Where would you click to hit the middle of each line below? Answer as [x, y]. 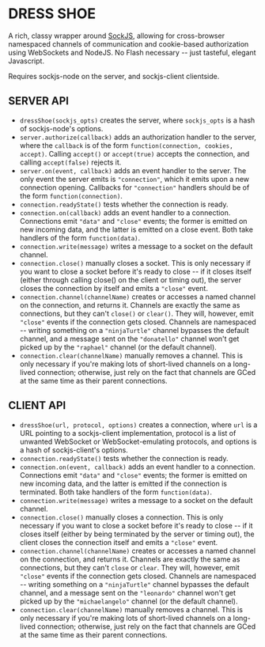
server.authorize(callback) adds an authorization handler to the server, [138, 137]
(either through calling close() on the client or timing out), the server [131, 280]
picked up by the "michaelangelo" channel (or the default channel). [129, 601]
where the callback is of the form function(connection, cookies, [126, 145]
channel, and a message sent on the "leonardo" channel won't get [127, 592]
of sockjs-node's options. [61, 128]
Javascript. [26, 61]
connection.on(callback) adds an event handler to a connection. [125, 212]
